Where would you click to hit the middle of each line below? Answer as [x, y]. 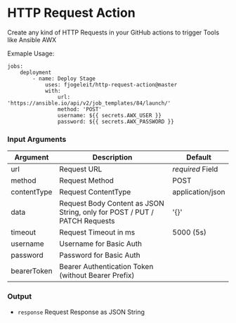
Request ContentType [95, 192]
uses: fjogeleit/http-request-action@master [111, 85]
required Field [195, 169]
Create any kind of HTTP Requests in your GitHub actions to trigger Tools [113, 32]
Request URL [81, 169]
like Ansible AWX [32, 39]
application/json [199, 192]
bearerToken [32, 271]
